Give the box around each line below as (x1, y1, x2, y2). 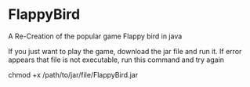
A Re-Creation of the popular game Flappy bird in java (8, 31, 183, 41)
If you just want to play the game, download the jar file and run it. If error (8, 46, 242, 56)
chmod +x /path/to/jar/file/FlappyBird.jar (8, 70, 139, 79)
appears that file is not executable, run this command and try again (8, 55, 225, 64)
